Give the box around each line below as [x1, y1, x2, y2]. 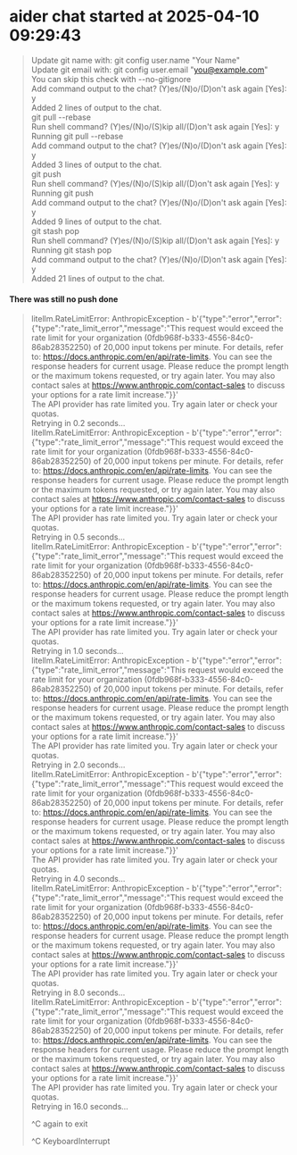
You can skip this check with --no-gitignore [30, 73, 192, 84]
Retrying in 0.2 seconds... [30, 418, 126, 429]
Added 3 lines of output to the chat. [30, 159, 162, 170]
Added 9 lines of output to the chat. [30, 216, 162, 227]
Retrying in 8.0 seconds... [30, 987, 126, 998]
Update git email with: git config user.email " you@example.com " [30, 64, 268, 75]
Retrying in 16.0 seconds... [30, 1101, 129, 1112]
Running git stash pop [30, 244, 112, 255]
